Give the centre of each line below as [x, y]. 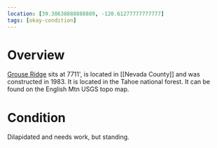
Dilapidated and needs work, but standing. [68, 137]
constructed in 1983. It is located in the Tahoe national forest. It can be [109, 82]
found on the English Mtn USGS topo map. [68, 89]
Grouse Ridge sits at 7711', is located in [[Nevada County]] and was [104, 74]
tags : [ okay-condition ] [42, 20]
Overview [36, 55]
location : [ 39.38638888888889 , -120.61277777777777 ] [86, 14]
